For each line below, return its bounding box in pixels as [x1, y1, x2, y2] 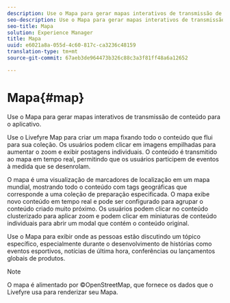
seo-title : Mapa [7, 23, 53, 29]
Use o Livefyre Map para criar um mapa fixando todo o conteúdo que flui [7, 133, 214, 141]
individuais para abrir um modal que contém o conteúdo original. [7, 219, 190, 227]
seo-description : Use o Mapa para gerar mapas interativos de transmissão [7, 16, 225, 23]
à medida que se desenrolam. [7, 162, 91, 170]
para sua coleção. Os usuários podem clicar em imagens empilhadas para [7, 140, 216, 148]
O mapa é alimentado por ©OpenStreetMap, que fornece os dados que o [7, 280, 214, 289]
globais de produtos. [7, 254, 66, 262]
